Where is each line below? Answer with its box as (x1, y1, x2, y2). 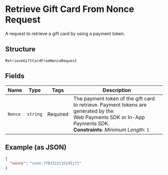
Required (47, 111, 69, 118)
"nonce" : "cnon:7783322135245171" (9, 161, 81, 166)
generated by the (73, 107, 114, 114)
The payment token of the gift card (73, 95, 155, 102)
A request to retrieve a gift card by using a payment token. (5, 30, 125, 36)
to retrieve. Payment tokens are (73, 101, 147, 108)
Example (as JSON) (5, 143, 66, 152)
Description (102, 86, 131, 93)
